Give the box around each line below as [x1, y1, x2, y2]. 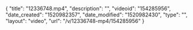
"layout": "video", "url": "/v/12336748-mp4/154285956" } [5, 18, 145, 24]
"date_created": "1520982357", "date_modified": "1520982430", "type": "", [5, 11, 188, 18]
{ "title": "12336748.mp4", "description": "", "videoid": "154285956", [5, 5, 171, 12]
